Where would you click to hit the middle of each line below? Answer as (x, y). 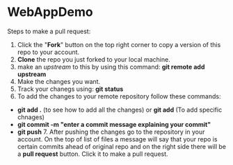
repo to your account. (48, 52)
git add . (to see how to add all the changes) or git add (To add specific (120, 110)
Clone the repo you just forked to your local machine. (94, 59)
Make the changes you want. (59, 81)
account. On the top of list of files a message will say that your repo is (117, 139)
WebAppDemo (50, 12)
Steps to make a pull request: (49, 31)
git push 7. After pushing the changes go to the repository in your (111, 132)
